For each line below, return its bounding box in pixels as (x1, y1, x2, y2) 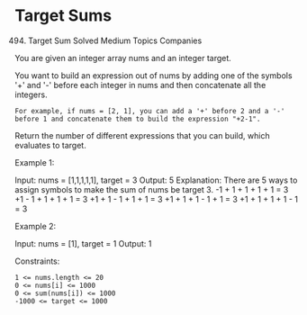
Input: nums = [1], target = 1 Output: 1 (14, 238, 152, 248)
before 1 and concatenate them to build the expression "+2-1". (14, 114, 261, 123)
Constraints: (14, 256, 60, 266)
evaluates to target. (14, 139, 86, 150)
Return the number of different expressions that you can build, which (14, 130, 270, 140)
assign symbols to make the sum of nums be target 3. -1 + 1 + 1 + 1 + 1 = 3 (14, 184, 289, 194)
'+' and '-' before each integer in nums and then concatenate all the (14, 79, 266, 90)
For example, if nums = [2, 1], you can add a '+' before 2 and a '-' (14, 106, 285, 115)
